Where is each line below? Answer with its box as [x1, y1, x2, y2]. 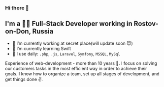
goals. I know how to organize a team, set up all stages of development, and [5, 71, 160, 77]
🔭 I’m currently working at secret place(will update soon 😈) [12, 40, 133, 46]
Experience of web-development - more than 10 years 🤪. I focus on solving [5, 60, 158, 66]
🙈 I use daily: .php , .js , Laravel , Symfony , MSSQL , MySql [12, 51, 121, 57]
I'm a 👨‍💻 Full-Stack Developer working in [5, 20, 133, 28]
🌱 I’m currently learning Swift [12, 45, 71, 51]
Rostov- [133, 20, 159, 28]
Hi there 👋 [5, 4, 30, 11]
